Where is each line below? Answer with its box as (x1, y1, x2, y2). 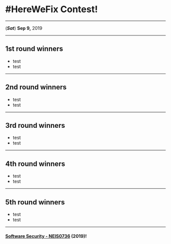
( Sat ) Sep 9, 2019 (5, 25, 42, 31)
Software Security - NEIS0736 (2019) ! (5, 233, 87, 239)
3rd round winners (5, 121, 65, 130)
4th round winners (5, 159, 65, 168)
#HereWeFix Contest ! (5, 4, 98, 15)
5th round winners (5, 198, 65, 206)
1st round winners (5, 45, 64, 53)
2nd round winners (5, 83, 67, 92)
